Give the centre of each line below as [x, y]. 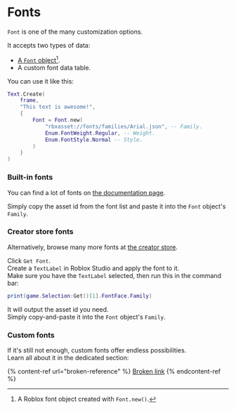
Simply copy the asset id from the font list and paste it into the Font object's [117, 206]
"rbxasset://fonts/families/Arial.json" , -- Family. [123, 126]
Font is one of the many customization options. [75, 32]
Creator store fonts [40, 232]
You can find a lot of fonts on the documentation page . [86, 192]
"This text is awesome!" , [58, 107]
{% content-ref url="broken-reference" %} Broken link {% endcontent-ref [114, 371]
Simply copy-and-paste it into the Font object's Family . [87, 317]
